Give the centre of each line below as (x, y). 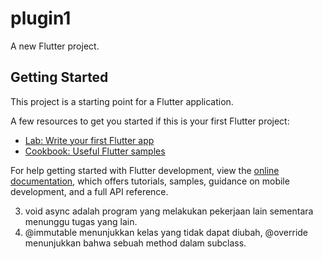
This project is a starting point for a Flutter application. (122, 101)
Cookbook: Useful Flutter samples (95, 151)
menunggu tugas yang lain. (81, 221)
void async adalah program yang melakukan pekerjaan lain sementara (169, 211)
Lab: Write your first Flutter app (89, 140)
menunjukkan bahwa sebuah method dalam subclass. (135, 243)
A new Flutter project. (55, 46)
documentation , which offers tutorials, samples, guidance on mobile (150, 181)
